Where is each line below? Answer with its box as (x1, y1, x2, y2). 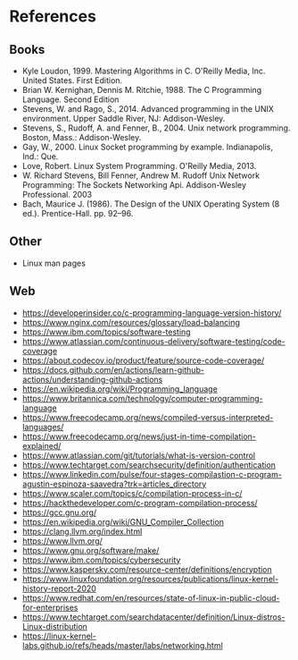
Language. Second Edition (21, 94, 120, 105)
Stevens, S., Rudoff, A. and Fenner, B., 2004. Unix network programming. (21, 123, 291, 133)
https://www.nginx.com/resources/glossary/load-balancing (21, 317, 241, 327)
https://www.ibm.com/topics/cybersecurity (21, 554, 181, 565)
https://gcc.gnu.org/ (21, 507, 97, 518)
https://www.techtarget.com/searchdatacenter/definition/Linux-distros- (21, 611, 286, 622)
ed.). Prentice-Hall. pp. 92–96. (21, 208, 134, 218)
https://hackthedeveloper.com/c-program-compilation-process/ (21, 497, 258, 508)
